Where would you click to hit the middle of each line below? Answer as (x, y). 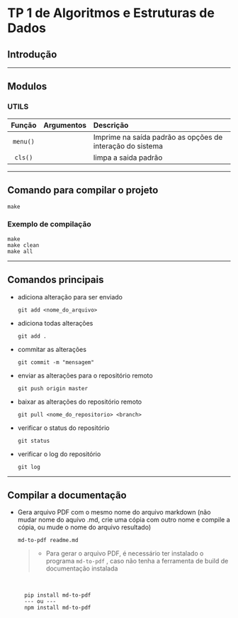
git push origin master (53, 388)
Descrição (111, 125)
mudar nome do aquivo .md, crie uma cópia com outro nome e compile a (124, 520)
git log (29, 467)
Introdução (32, 54)
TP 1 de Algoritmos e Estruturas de (111, 13)
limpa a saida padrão (128, 158)
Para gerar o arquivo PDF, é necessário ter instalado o (125, 553)
